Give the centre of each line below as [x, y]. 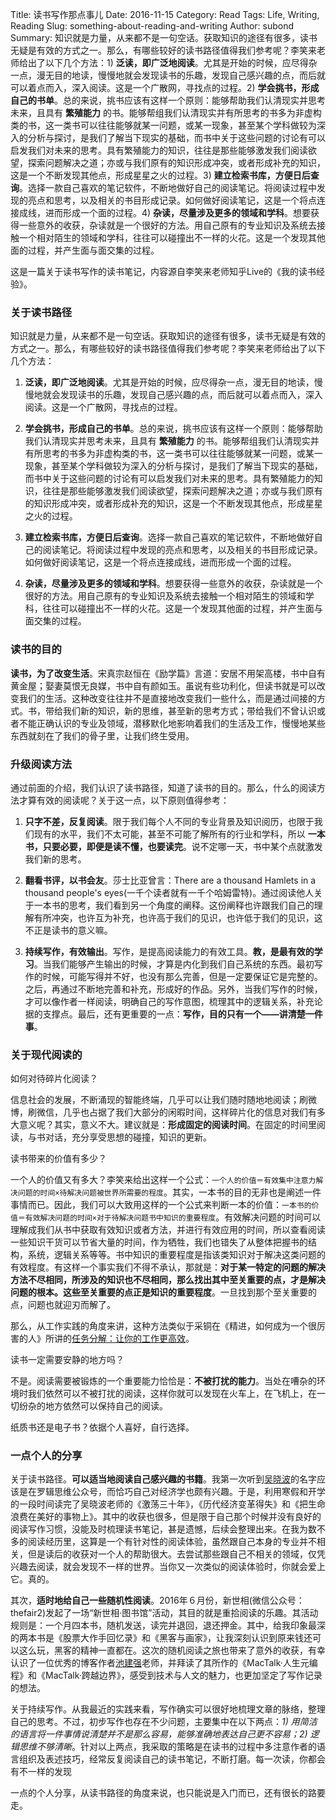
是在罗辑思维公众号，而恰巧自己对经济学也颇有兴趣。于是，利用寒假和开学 [172, 1492]
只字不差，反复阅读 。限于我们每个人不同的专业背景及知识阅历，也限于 [169, 821]
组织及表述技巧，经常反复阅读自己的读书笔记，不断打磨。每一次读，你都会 [172, 1759]
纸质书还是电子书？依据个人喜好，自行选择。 [102, 1427]
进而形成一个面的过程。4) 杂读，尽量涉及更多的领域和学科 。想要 [178, 212]
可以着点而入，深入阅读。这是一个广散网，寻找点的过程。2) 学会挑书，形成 [165, 87]
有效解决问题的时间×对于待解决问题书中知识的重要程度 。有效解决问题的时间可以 [173, 1217]
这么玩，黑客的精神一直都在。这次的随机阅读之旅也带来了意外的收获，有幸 [172, 1650]
